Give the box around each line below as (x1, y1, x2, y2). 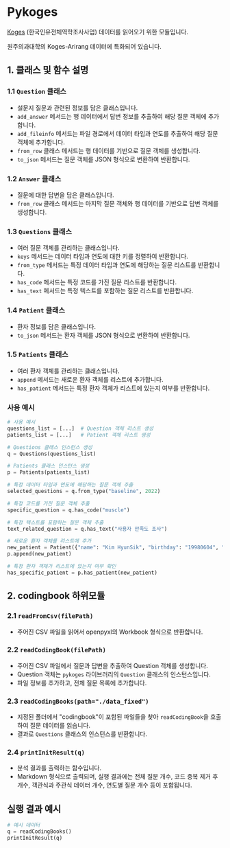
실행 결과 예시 (7, 803, 62, 814)
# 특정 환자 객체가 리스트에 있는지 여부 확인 (7, 563, 116, 570)
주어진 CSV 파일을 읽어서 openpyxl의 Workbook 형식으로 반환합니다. (16, 628, 203, 636)
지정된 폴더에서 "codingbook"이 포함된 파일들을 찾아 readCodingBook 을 (16, 713, 209, 721)
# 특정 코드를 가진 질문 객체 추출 (7, 500, 90, 507)
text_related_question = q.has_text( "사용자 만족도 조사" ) (7, 525, 168, 532)
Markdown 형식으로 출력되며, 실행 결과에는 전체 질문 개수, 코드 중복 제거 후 (16, 772, 218, 781)
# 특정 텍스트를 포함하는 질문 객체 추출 (7, 519, 104, 526)
